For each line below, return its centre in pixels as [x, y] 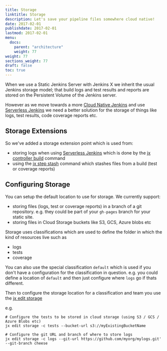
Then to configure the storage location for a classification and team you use [83, 292]
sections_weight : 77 [27, 61]
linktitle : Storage [25, 14]
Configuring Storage [38, 185]
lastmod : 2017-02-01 [27, 33]
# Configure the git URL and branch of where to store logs [69, 334]
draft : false [19, 65]
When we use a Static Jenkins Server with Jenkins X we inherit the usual [80, 84]
